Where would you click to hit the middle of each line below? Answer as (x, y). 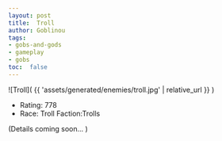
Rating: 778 (38, 105)
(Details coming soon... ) (48, 128)
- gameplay (26, 52)
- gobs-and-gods (35, 45)
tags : (17, 38)
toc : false (28, 67)
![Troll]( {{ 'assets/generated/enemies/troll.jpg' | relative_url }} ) (111, 90)
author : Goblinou (37, 30)
